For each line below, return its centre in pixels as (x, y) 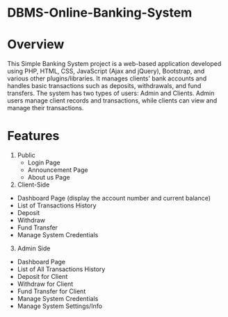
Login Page (44, 163)
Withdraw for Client (45, 284)
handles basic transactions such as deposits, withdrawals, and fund (104, 86)
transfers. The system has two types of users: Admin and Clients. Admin (111, 93)
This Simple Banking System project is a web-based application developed (114, 64)
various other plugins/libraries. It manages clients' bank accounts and (107, 78)
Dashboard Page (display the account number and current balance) (114, 198)
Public (26, 155)
